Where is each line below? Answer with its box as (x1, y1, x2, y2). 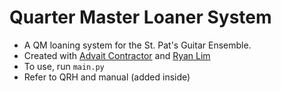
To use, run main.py (23, 60, 105, 72)
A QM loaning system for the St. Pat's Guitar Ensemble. (23, 39, 252, 51)
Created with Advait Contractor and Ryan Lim (23, 49, 211, 61)
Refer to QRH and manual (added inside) (23, 71, 191, 83)
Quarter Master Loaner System (9, 6, 272, 29)
